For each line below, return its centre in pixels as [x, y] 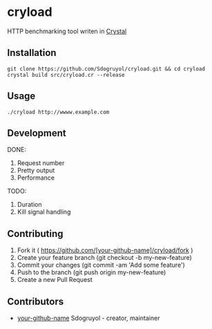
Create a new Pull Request [55, 280]
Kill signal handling [44, 212]
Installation [32, 53]
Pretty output [36, 171]
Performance [36, 178]
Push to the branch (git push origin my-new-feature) [91, 272]
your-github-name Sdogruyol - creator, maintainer [88, 318]
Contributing [35, 233]
